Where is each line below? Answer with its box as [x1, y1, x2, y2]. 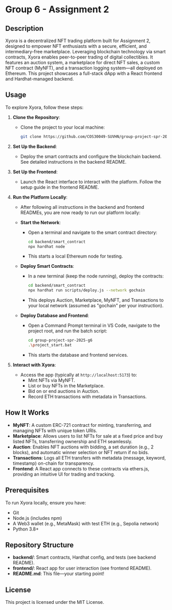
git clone [20, 134, 42, 139]
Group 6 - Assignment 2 [5, 4, 110, 15]
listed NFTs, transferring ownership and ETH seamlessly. [12, 438, 133, 444]
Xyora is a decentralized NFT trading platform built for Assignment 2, [5, 37, 151, 44]
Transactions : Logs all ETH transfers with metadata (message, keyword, [12, 455, 166, 461]
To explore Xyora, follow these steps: [5, 104, 83, 110]
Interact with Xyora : [12, 362, 56, 368]
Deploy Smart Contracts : [20, 263, 74, 269]
